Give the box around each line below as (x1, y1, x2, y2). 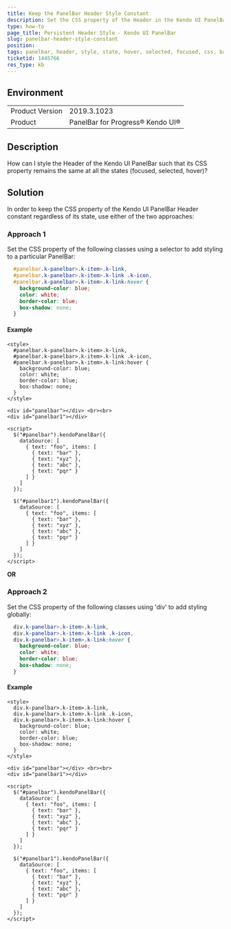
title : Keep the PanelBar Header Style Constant (7, 10, 149, 17)
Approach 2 (7, 587, 47, 597)
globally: (7, 610, 32, 618)
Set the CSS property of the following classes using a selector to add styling (7, 245, 223, 254)
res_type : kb (7, 61, 45, 68)
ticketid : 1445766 (7, 55, 60, 62)
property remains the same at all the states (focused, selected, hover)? (7, 167, 208, 175)
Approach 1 (7, 229, 46, 238)
